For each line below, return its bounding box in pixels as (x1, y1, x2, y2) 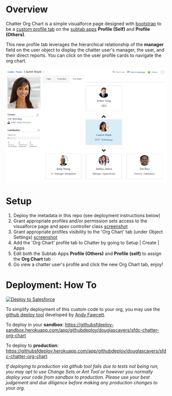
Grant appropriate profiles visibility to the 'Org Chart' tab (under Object (13, 228, 163, 235)
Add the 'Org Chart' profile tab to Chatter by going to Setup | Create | (13, 239, 159, 245)
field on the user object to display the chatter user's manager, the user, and (6, 47, 165, 53)
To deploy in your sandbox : (6, 321, 64, 327)
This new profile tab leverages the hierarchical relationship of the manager (6, 41, 164, 47)
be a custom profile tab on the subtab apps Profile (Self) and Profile (6, 26, 150, 32)
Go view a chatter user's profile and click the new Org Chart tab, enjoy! (13, 261, 163, 267)
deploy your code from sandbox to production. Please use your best (6, 374, 150, 380)
